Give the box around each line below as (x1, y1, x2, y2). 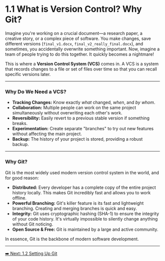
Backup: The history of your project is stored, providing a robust (12, 136, 143, 142)
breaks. (12, 120, 28, 126)
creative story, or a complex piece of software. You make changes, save (5, 36, 151, 41)
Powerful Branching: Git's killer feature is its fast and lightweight (12, 200, 144, 206)
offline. (12, 195, 27, 201)
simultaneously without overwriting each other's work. (12, 110, 123, 116)
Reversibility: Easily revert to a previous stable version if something (12, 115, 150, 121)
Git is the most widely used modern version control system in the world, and (5, 169, 160, 176)
